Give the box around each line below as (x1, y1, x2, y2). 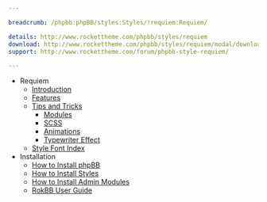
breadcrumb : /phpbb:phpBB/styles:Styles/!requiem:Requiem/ (8, 18, 208, 26)
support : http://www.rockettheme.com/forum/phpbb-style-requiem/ (8, 48, 229, 55)
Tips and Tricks (31, 101, 83, 111)
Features (31, 93, 61, 103)
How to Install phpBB (31, 160, 101, 170)
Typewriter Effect (43, 135, 101, 145)
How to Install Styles (31, 169, 99, 178)
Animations (43, 127, 81, 136)
